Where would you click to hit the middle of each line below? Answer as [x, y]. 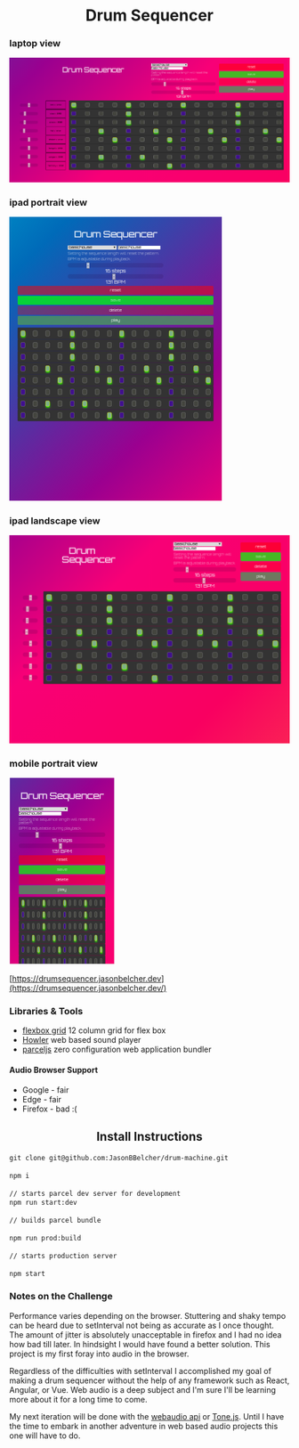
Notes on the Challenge [61, 1297]
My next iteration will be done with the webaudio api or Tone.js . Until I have [147, 1416]
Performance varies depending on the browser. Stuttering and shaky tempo [148, 1315]
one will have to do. [45, 1436]
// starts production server [63, 1257]
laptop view [35, 44]
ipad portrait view [48, 202]
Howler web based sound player [81, 1040]
